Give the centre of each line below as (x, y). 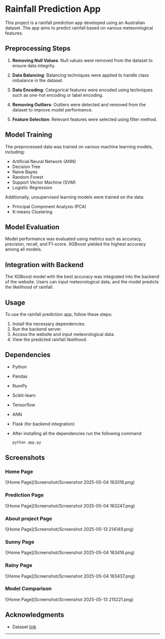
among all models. (24, 250)
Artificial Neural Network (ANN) (44, 161)
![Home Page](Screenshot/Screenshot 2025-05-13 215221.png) (69, 599)
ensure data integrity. (34, 65)
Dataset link (24, 627)
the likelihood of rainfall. (29, 287)
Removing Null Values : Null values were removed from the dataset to (82, 60)
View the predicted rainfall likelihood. (50, 339)
